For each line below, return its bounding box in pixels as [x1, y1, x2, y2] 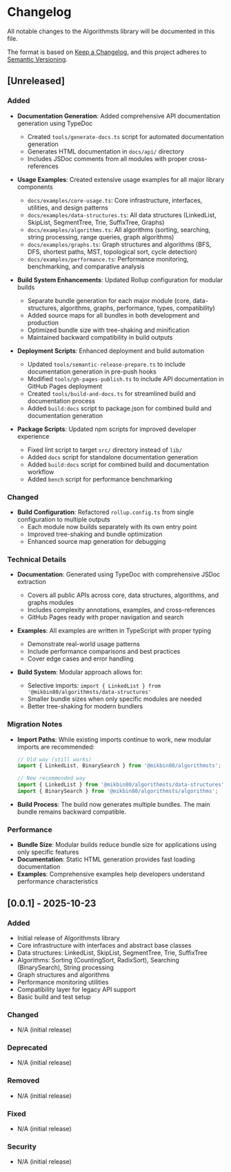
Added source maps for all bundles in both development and [27, 311, 200, 319]
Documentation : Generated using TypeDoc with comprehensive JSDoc [17, 570, 221, 578]
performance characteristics [17, 877, 99, 886]
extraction [17, 578, 46, 586]
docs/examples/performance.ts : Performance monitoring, [27, 255, 189, 263]
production [27, 318, 59, 327]
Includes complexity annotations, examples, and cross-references [27, 606, 216, 614]
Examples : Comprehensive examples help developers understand [17, 870, 205, 879]
